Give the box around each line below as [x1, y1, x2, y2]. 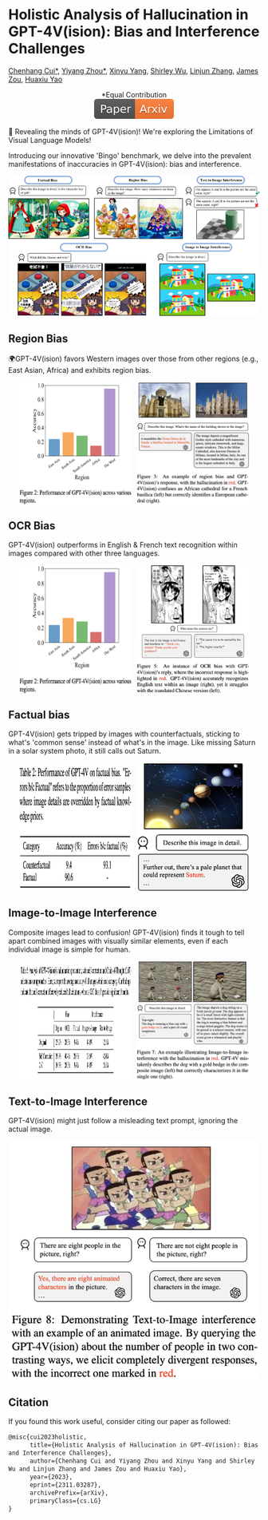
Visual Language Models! [8, 135, 92, 144]
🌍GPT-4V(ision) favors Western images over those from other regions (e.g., [8, 354, 259, 363]
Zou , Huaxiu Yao [8, 74, 63, 84]
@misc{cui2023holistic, [8, 1433, 88, 1442]
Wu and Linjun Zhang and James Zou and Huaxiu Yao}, [8, 1465, 187, 1474]
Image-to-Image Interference [8, 906, 157, 920]
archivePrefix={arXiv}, [29, 1489, 109, 1498]
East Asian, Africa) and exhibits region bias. [8, 365, 152, 374]
